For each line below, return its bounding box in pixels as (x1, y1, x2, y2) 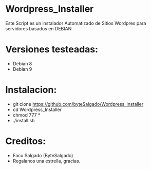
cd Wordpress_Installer (12, 106, 62, 112)
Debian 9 (12, 66, 32, 72)
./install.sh (12, 117, 35, 123)
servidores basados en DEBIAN (5, 25, 72, 31)
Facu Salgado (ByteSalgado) (12, 152, 73, 158)
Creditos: (5, 136, 46, 147)
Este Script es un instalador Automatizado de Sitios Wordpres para (5, 20, 146, 26)
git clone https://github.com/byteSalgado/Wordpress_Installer (12, 101, 144, 107)
